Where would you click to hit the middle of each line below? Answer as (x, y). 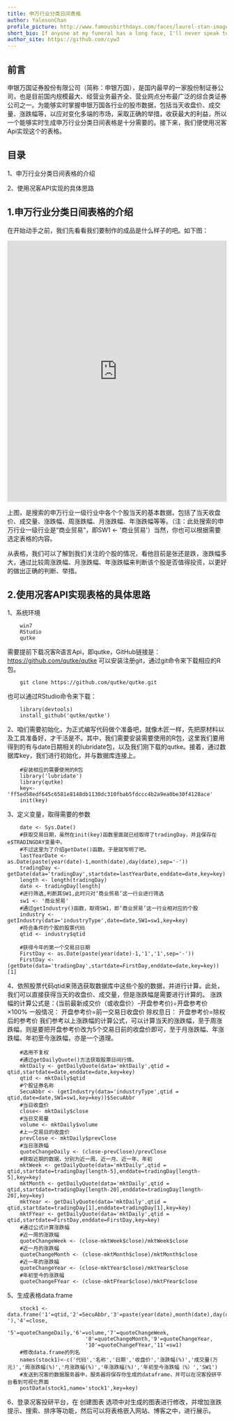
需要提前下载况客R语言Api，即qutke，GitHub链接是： (84, 652)
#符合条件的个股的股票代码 (53, 928)
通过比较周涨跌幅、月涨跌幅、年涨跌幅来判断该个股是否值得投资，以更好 (123, 562)
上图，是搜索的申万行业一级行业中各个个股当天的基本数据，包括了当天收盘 (114, 512)
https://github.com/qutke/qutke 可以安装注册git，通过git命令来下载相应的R (114, 661)
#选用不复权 (34, 1053)
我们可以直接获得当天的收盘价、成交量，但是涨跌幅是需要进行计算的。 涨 (112, 995)
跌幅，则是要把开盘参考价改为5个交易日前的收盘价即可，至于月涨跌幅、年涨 (116, 1030)
